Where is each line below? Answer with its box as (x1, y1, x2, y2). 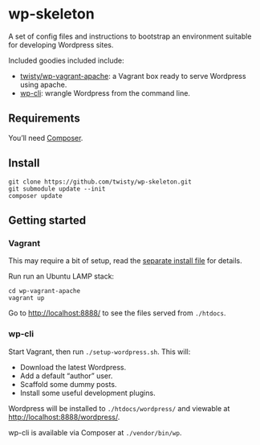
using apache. (19, 80, 67, 89)
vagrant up (8, 295, 45, 303)
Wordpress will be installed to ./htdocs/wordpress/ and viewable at (8, 403, 230, 413)
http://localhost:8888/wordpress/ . (8, 412, 120, 422)
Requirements (8, 112, 80, 126)
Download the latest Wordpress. (19, 362, 127, 372)
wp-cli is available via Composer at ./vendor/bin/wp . (8, 427, 182, 437)
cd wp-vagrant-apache (8, 287, 81, 295)
